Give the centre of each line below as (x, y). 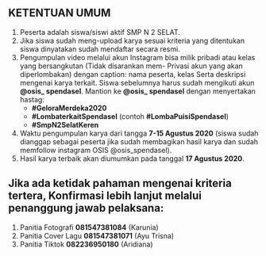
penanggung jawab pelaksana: (86, 208)
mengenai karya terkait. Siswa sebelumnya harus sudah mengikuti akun (137, 82)
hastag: (32, 99)
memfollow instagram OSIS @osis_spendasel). (96, 150)
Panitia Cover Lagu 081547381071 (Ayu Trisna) (97, 235)
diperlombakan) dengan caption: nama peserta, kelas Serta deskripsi (133, 74)
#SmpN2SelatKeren (65, 124)
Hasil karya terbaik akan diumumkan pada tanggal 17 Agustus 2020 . (132, 159)
